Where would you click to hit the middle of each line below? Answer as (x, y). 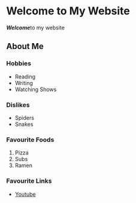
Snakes (24, 124)
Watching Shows (36, 89)
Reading (25, 77)
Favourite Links (29, 181)
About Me (25, 46)
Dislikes (18, 105)
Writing (24, 83)
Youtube (25, 194)
